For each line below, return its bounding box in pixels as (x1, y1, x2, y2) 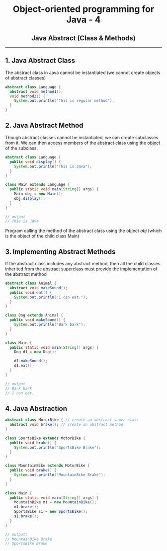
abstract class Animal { (5, 281, 57, 286)
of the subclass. (5, 145, 38, 151)
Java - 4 (66, 14, 101, 25)
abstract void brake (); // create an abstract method (9, 422, 123, 427)
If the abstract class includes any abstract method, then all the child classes (5, 261, 161, 267)
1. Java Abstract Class (5, 56, 76, 65)
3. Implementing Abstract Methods (5, 247, 116, 256)
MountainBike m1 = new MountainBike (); (14, 500, 97, 505)
